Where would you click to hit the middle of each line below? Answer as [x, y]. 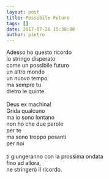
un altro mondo [25, 72]
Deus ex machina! [29, 104]
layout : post [23, 12]
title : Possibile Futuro [38, 18]
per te [14, 131]
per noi [15, 143]
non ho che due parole [35, 124]
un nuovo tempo [27, 78]
